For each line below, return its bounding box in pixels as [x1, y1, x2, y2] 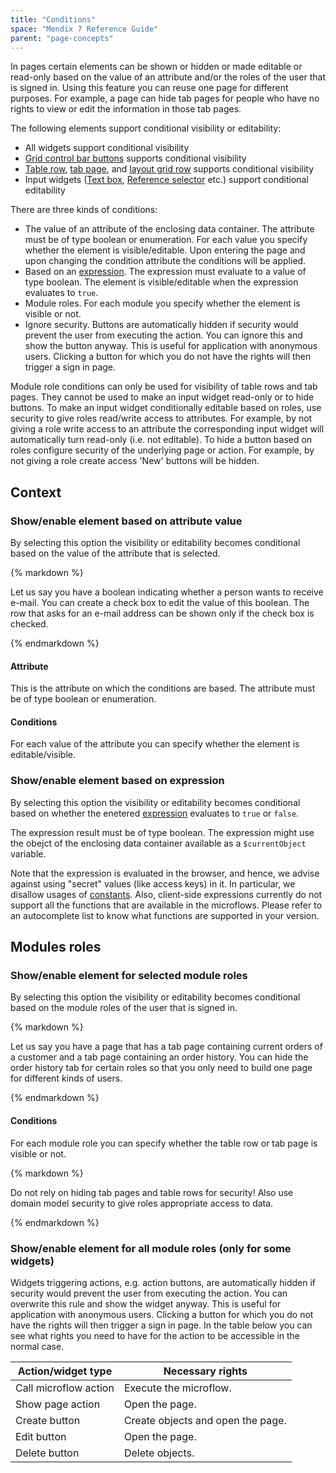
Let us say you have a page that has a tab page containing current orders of [10, 1041, 323, 1053]
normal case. [10, 1340, 65, 1352]
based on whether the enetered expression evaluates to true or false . [10, 807, 300, 819]
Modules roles [10, 939, 102, 956]
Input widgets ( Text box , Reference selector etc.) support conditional [24, 174, 309, 186]
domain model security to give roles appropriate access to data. [10, 1197, 274, 1209]
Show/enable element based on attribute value [10, 514, 243, 528]
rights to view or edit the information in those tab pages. [10, 103, 242, 115]
